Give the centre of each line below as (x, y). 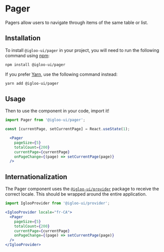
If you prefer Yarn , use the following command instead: (61, 74)
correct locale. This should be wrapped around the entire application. (76, 194)
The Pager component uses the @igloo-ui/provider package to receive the (82, 189)
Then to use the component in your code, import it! (57, 111)
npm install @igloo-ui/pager (35, 65)
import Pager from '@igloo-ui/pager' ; (45, 120)
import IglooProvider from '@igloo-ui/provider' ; (58, 203)
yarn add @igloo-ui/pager (32, 83)
